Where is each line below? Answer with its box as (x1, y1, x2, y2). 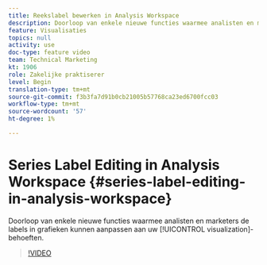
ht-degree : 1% (8, 115, 56, 123)
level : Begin (8, 78, 52, 86)
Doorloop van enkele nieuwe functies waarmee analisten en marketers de (8, 216, 250, 225)
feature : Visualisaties (8, 26, 87, 34)
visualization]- (207, 224, 254, 234)
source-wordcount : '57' (8, 108, 87, 116)
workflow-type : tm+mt (8, 100, 80, 108)
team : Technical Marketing (8, 56, 98, 64)
